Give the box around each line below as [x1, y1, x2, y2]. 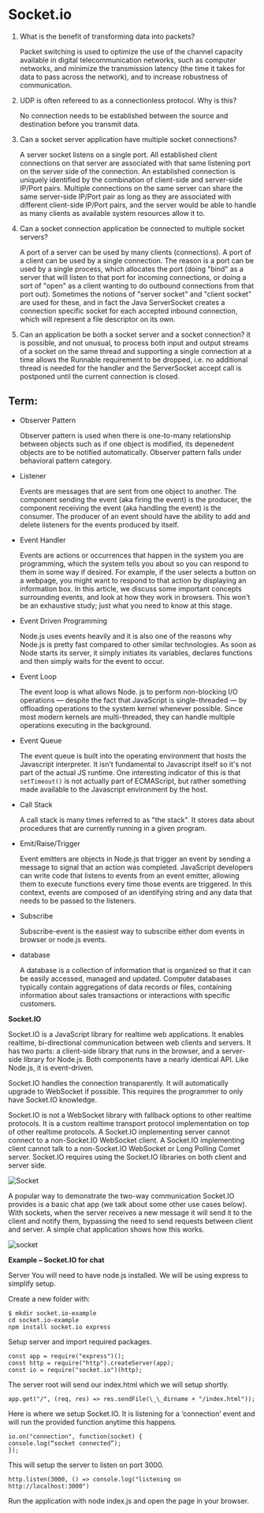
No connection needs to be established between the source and [19, 110, 229, 120]
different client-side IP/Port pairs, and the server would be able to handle [19, 199, 257, 210]
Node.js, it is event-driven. [8, 1063, 95, 1072]
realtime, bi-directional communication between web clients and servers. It [8, 1038, 251, 1047]
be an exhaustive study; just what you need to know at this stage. [19, 601, 232, 610]
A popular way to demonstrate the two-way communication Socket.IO [8, 1191, 235, 1200]
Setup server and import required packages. [8, 1336, 152, 1346]
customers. [19, 999, 57, 1008]
